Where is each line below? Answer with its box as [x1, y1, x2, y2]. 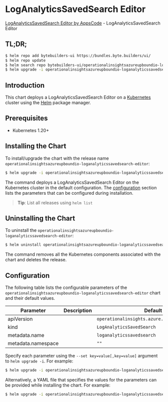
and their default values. [5, 295, 55, 301]
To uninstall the [5, 227, 37, 233]
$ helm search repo [5, 63, 46, 68]
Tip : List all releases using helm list [17, 199, 93, 206]
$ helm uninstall [5, 242, 41, 247]
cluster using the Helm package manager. [5, 100, 91, 106]
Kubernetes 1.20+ [12, 127, 49, 133]
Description [63, 307, 92, 314]
